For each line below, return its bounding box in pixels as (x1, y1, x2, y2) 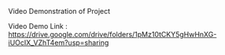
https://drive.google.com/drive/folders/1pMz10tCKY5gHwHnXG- (8, 30, 217, 39)
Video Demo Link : (8, 22, 68, 30)
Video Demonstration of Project (8, 7, 111, 15)
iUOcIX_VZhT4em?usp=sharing (8, 38, 109, 47)
